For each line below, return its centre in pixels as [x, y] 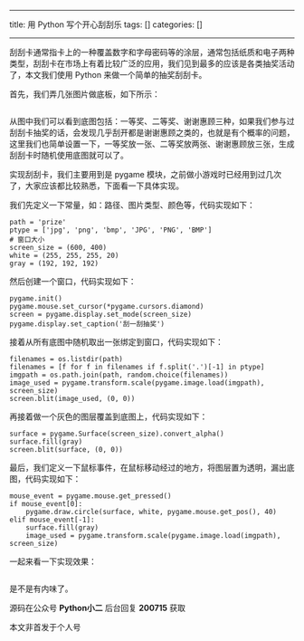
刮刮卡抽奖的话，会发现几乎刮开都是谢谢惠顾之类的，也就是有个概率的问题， [152, 133]
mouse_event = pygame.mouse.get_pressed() [90, 496]
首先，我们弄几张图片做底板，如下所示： [85, 94]
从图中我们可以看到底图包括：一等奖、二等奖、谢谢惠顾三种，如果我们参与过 [152, 121]
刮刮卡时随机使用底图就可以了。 [69, 155]
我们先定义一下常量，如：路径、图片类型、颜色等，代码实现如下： [132, 205]
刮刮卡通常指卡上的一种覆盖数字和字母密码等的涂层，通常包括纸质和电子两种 [152, 52]
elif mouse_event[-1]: [52, 520]
